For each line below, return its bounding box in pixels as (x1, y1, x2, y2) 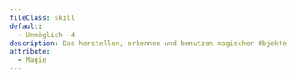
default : (9, 22, 43, 31)
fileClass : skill (9, 13, 76, 23)
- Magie (17, 55, 47, 64)
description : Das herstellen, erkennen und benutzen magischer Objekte (9, 38, 287, 48)
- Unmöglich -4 (17, 30, 76, 39)
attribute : (9, 47, 51, 56)
